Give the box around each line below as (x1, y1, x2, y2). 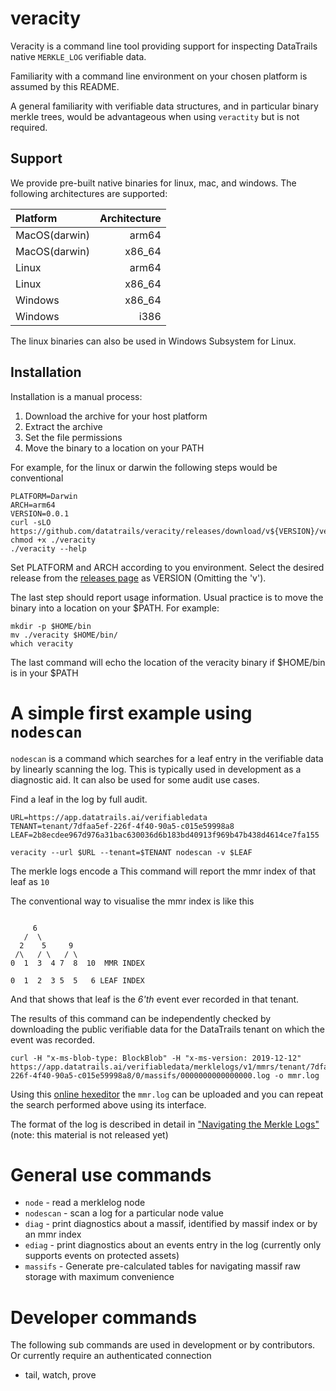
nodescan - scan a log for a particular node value (24, 1207, 224, 1219)
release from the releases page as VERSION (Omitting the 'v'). (10, 572, 267, 584)
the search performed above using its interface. (10, 1098, 207, 1111)
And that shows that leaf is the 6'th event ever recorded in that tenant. (10, 993, 300, 1005)
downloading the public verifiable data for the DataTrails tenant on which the (10, 1023, 325, 1035)
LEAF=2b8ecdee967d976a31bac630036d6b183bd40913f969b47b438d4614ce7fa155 (10, 830, 320, 840)
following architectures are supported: (10, 187, 168, 199)
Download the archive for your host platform (24, 410, 208, 422)
